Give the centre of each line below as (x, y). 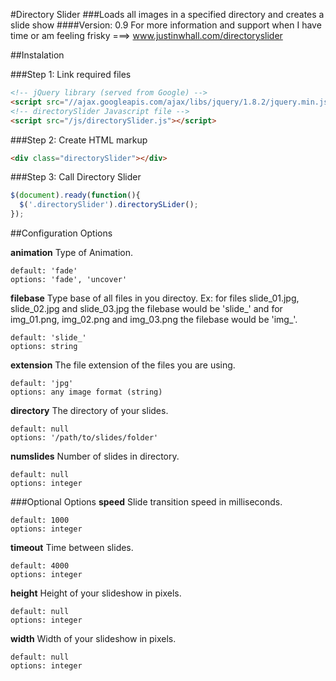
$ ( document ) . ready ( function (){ (75, 195)
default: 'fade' (44, 271)
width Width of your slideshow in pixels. (93, 638)
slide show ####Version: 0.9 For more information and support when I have (166, 25)
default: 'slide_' (48, 338)
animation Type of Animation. (72, 252)
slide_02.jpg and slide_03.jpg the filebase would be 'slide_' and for (146, 308)
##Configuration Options (61, 233)
